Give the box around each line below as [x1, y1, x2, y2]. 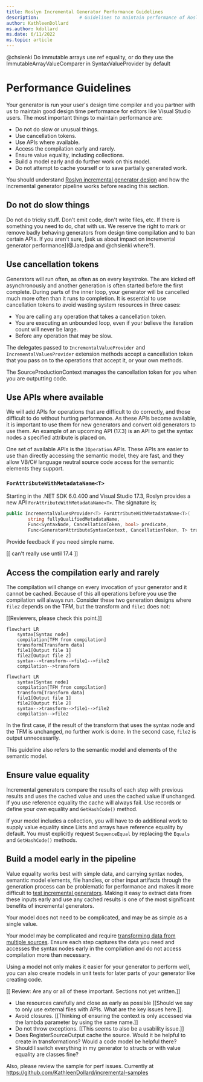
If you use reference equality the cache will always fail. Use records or [6, 799, 182, 806]
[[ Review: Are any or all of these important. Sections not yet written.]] [6, 987, 181, 995]
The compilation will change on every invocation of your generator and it [6, 583, 187, 590]
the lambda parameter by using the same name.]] [14, 1018, 138, 1026]
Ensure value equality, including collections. [14, 151, 124, 158]
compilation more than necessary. [6, 951, 91, 959]
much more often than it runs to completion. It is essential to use [6, 295, 166, 302]
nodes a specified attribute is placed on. [6, 434, 107, 442]
